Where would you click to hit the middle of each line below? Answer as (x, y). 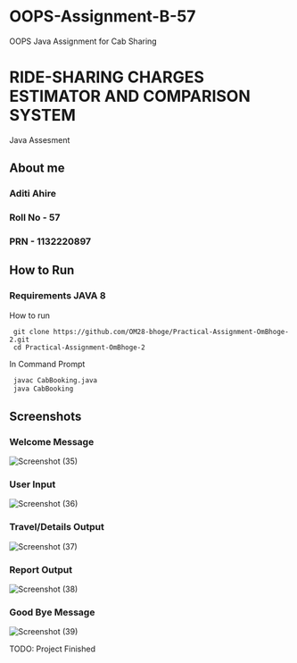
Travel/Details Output (57, 527)
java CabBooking (43, 389)
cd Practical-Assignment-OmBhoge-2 (79, 347)
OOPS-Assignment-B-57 (103, 17)
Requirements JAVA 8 (58, 296)
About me (37, 168)
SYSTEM (42, 116)
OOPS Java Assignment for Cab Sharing (83, 41)
